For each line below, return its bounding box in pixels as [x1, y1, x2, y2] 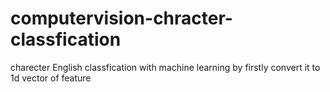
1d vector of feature [10, 72, 92, 84]
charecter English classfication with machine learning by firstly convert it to [10, 61, 321, 73]
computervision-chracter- [10, 7, 233, 30]
